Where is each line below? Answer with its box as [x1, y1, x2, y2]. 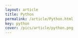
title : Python [5, 12, 34, 17]
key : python [5, 21, 29, 26]
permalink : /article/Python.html [5, 16, 74, 21]
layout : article [5, 7, 38, 12]
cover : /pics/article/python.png [5, 26, 74, 31]
